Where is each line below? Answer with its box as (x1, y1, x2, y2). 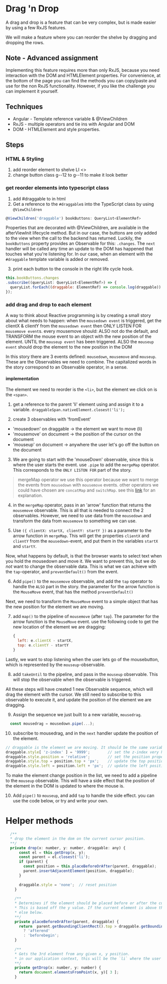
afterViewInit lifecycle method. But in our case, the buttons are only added (5, 230, 157, 236)
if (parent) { (18, 859, 49, 864)
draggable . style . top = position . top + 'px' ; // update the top (5, 759, 146, 764)
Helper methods (5, 815, 74, 826)
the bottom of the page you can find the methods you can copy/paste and (5, 77, 157, 83)
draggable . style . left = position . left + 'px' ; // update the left (5, 763, 148, 769)
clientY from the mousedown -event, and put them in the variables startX (12, 538, 158, 544)
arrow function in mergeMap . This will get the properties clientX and (12, 533, 150, 539)
